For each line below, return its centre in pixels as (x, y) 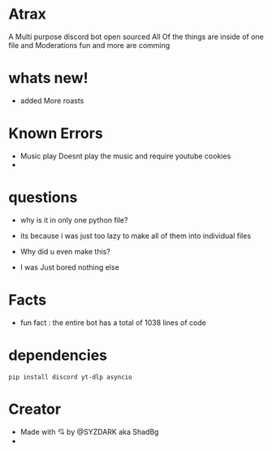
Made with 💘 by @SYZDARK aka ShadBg (89, 431)
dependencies (58, 355)
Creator (35, 409)
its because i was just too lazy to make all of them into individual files (136, 236)
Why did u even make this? (65, 251)
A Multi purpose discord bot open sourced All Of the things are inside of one (136, 37)
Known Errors (56, 134)
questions (43, 197)
